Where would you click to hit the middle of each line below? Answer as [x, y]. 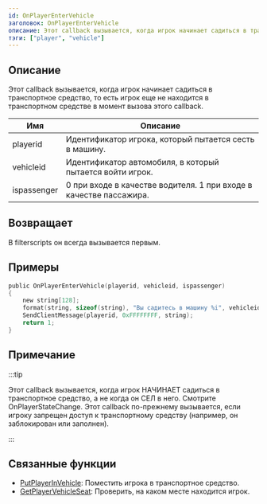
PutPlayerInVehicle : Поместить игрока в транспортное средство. [130, 483]
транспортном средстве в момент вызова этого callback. [106, 106]
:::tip [15, 374]
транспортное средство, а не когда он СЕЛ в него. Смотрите [112, 398]
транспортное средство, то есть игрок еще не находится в [108, 98]
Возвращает [41, 223]
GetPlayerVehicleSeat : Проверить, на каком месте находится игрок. [135, 491]
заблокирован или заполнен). [59, 424]
